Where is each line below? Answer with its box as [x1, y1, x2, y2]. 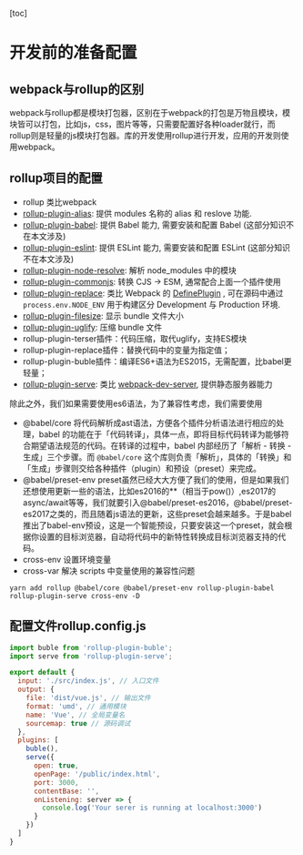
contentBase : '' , [33, 787, 100, 796]
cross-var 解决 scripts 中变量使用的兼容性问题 [22, 565, 196, 576]
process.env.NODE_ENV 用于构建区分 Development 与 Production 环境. [22, 299, 280, 310]
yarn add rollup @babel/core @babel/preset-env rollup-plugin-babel [9, 583, 275, 593]
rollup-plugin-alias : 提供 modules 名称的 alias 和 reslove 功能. [22, 208, 252, 219]
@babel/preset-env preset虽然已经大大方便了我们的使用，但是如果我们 [22, 473, 289, 485]
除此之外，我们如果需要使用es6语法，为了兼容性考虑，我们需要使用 [9, 398, 263, 409]
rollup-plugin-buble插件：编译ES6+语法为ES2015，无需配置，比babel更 [22, 355, 293, 367]
